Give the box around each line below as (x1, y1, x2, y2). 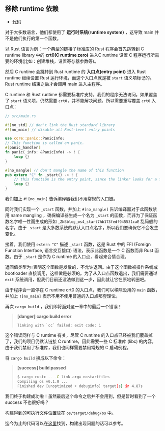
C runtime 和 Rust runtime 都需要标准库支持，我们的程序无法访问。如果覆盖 (5, 91, 158, 97)
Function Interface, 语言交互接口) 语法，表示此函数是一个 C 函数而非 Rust (5, 248, 154, 253)
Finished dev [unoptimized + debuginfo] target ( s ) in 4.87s (17, 384, 143, 389)
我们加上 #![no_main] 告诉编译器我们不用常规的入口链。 (5, 196, 118, 202)
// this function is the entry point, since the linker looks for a (14, 177, 157, 182)
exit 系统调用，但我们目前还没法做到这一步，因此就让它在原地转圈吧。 (5, 277, 149, 283)
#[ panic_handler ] (5, 145, 41, 150)
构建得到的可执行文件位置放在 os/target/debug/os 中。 (5, 410, 116, 416)
